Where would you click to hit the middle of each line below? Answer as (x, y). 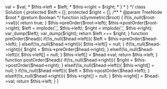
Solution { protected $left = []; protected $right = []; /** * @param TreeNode (84, 12)
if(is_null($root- (140, 17)
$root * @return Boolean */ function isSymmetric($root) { (64, 17)
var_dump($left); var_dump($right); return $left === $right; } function (77, 33)
